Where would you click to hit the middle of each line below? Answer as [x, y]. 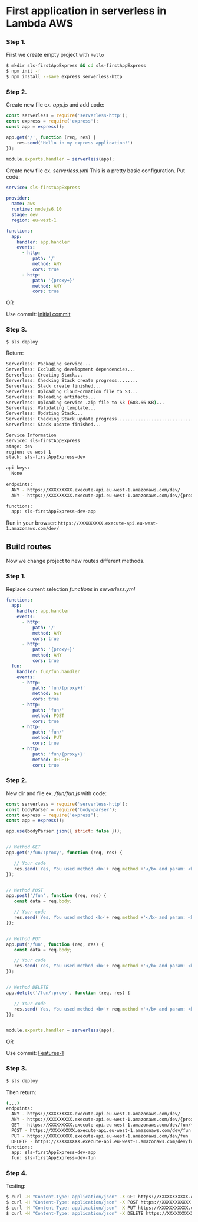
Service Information [32, 435]
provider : [18, 198]
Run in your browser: [32, 523]
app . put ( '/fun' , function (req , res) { [55, 944]
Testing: [16, 1186]
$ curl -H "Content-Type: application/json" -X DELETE [75, 1214]
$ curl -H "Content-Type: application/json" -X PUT [71, 1208]
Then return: [21, 1092]
